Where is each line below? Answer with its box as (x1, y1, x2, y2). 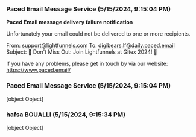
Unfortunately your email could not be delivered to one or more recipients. (6, 30, 191, 37)
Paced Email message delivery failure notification (6, 19, 133, 26)
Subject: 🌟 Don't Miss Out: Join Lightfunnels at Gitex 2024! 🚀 (6, 48, 158, 56)
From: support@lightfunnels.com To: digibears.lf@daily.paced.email (6, 42, 175, 49)
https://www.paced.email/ (6, 66, 71, 74)
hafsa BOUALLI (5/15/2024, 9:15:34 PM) (6, 110, 125, 119)
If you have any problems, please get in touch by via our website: (6, 60, 168, 68)
